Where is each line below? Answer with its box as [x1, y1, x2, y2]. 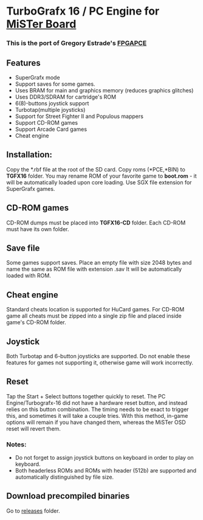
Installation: [6, 150, 53, 160]
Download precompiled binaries [6, 491, 130, 501]
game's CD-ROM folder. [6, 319, 66, 326]
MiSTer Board [6, 17, 77, 31]
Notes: [6, 440, 27, 448]
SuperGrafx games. [6, 185, 55, 192]
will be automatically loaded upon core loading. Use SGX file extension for [6, 178, 192, 186]
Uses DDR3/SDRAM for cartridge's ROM [15, 93, 117, 100]
